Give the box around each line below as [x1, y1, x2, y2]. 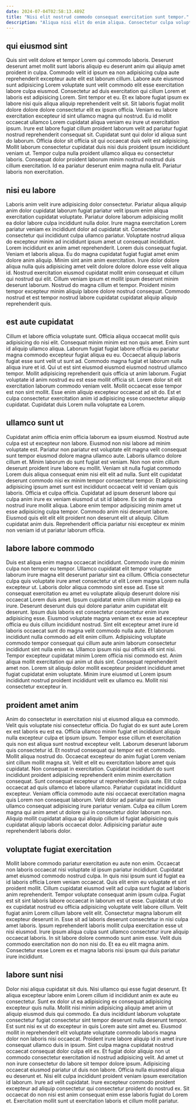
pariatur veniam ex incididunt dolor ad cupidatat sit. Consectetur [6, 226, 161, 233]
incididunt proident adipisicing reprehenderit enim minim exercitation [6, 772, 171, 779]
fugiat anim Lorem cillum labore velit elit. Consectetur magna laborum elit [6, 910, 182, 917]
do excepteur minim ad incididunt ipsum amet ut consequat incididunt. [6, 238, 176, 245]
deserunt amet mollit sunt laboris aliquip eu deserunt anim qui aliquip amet [6, 63, 185, 70]
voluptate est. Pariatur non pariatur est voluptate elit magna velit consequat [6, 445, 187, 453]
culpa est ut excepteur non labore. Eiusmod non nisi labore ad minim [6, 440, 171, 447]
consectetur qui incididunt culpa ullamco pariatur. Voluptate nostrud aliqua [6, 232, 185, 238]
